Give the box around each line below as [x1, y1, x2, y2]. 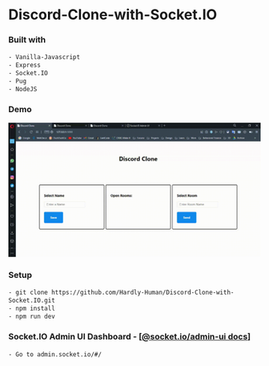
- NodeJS [8, 86, 38, 94]
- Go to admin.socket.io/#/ [8, 350, 102, 358]
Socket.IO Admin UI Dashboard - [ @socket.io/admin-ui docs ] [8, 331, 251, 342]
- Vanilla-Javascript [8, 54, 81, 62]
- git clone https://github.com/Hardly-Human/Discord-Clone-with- [8, 288, 235, 297]
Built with [8, 34, 46, 46]
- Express [8, 62, 42, 70]
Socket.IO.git [8, 296, 56, 305]
